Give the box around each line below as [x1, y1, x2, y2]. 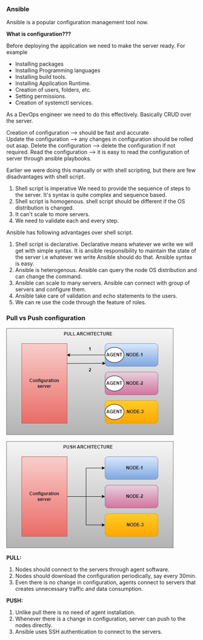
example [6, 49, 28, 56]
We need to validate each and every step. [15, 217, 119, 225]
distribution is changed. [15, 204, 75, 211]
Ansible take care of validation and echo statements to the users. [15, 292, 178, 299]
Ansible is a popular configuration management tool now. [6, 19, 149, 26]
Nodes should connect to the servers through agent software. [15, 565, 170, 573]
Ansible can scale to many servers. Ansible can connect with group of [15, 279, 190, 287]
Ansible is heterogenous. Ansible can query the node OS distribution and [15, 267, 197, 274]
